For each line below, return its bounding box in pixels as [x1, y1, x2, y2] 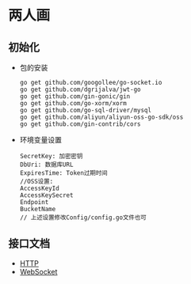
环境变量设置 [19, 135, 62, 144]
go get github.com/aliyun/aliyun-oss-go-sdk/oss [19, 113, 184, 121]
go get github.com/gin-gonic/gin [19, 93, 131, 100]
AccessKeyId [19, 184, 59, 192]
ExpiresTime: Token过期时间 [19, 169, 109, 177]
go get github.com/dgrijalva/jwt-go [19, 85, 141, 93]
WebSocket [19, 267, 58, 276]
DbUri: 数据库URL [19, 161, 74, 169]
